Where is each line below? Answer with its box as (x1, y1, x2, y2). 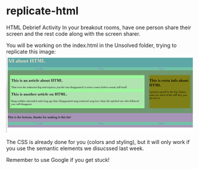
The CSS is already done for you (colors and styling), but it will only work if (6, 138, 190, 145)
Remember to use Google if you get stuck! (6, 156, 110, 163)
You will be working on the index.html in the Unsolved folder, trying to (6, 42, 177, 49)
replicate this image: (6, 48, 56, 55)
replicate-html (6, 4, 79, 18)
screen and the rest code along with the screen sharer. (6, 30, 141, 37)
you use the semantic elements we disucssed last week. (6, 145, 144, 152)
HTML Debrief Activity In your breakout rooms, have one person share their (6, 24, 192, 31)
